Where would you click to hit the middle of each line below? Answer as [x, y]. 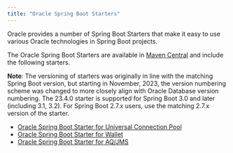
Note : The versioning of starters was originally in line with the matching [110, 76]
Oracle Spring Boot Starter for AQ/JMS [73, 142]
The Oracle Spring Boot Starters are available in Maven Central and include [115, 55]
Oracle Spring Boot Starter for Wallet [70, 134]
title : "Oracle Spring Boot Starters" [64, 14]
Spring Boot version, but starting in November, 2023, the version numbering [116, 83]
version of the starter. [38, 113]
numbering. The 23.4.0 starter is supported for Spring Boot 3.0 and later [111, 98]
